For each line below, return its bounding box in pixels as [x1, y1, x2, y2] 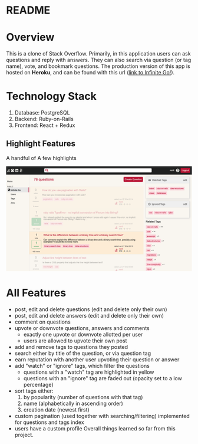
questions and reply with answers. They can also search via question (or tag [6, 57, 192, 64]
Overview [6, 31, 55, 44]
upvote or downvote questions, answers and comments [14, 324, 150, 331]
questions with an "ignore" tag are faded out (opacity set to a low [23, 374, 183, 381]
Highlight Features [6, 139, 75, 149]
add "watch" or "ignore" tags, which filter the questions [14, 362, 150, 369]
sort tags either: [14, 387, 54, 394]
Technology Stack [6, 90, 97, 103]
